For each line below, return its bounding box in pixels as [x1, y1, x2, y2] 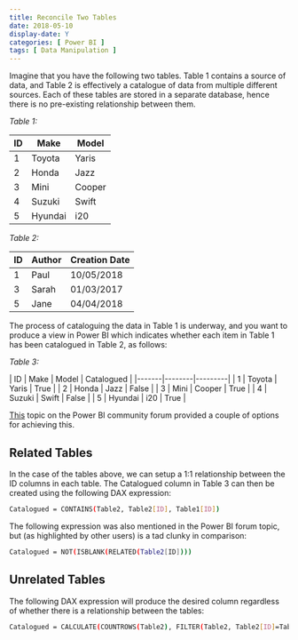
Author [31, 254, 62, 267]
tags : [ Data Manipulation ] [9, 46, 117, 55]
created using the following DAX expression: [9, 487, 171, 498]
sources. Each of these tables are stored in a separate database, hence [9, 90, 271, 100]
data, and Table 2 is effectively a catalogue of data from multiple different [9, 80, 278, 91]
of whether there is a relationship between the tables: [9, 605, 205, 616]
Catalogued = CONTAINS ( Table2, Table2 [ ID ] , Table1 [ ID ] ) [9, 504, 220, 514]
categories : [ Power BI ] [9, 37, 105, 47]
